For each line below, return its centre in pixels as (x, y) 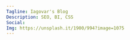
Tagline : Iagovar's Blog (37, 11)
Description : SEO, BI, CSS (40, 17)
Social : (16, 22)
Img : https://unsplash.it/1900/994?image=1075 (65, 28)
